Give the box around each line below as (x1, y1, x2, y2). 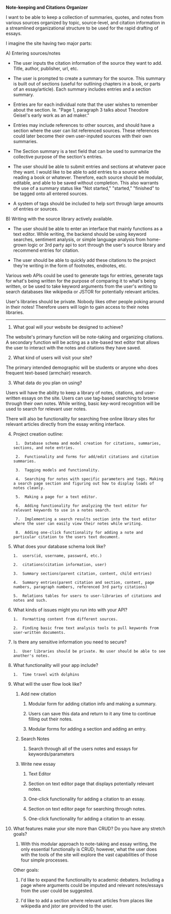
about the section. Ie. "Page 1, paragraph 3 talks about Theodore (13, 107, 149, 113)
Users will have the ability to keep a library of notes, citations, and (6, 390, 144, 395)
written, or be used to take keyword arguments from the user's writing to (6, 283, 158, 289)
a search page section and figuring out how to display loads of (13, 481, 154, 486)
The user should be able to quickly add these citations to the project (13, 257, 156, 263)
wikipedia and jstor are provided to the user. (20, 903, 113, 909)
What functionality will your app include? (13, 662, 98, 668)
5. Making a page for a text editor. (15, 494, 98, 499)
